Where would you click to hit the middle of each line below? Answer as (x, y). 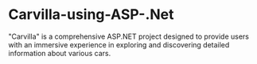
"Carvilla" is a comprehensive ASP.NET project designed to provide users (128, 36)
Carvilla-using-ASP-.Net (91, 15)
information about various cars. (60, 53)
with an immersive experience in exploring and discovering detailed (119, 44)
